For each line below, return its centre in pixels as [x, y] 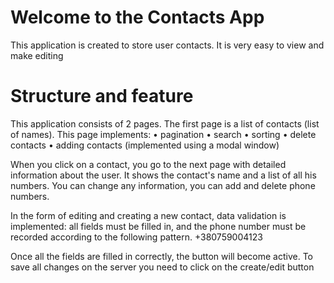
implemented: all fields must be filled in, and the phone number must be [158, 226]
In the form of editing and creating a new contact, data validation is [148, 215]
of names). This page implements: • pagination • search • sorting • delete [163, 134]
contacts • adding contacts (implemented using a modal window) [145, 145]
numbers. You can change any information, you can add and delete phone [163, 185]
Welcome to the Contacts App [137, 17]
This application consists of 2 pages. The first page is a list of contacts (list [165, 123]
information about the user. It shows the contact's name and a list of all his [163, 175]
